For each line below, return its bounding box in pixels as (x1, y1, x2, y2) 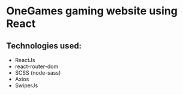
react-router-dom (14, 63, 59, 70)
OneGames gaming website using (6, 4, 178, 18)
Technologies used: (6, 41, 82, 51)
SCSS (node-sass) (14, 69, 61, 76)
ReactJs (14, 57, 35, 63)
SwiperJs (14, 82, 38, 89)
